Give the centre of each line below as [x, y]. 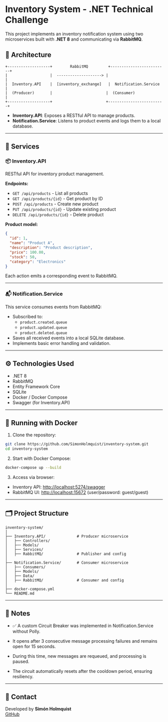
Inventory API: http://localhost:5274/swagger [59, 487]
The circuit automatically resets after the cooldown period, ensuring [82, 671]
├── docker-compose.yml [30, 589]
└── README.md [20, 593]
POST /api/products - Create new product [55, 204]
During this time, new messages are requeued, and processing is [79, 656]
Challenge [27, 20]
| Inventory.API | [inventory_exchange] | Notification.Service [82, 84]
